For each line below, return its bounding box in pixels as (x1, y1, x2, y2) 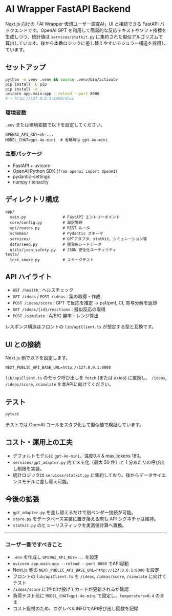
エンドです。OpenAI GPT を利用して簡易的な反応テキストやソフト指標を (14, 27, 167, 33)
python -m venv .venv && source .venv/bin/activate (5, 77, 118, 82)
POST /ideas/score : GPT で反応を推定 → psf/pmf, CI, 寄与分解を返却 (12, 300, 157, 306)
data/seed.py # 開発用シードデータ (10, 242, 102, 247)
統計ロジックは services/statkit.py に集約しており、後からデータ (12, 472, 153, 478)
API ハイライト (5, 272, 52, 281)
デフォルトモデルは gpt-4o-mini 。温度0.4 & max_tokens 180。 (12, 452, 144, 459)
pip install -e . (5, 86, 42, 92)
